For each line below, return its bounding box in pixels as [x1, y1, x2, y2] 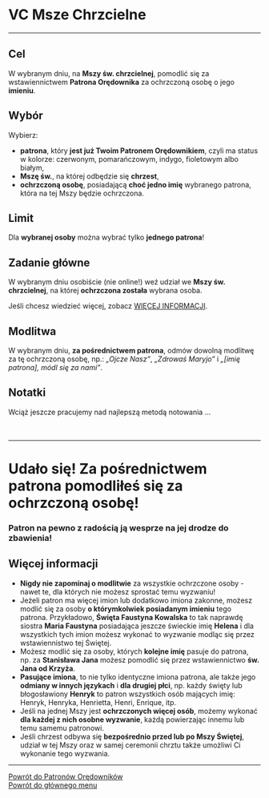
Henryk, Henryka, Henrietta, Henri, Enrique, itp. [19, 697, 177, 707]
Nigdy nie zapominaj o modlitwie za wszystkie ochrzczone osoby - [19, 578, 244, 588]
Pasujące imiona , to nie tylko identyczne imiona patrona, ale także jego [19, 671, 256, 682]
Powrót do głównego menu [8, 780, 98, 790]
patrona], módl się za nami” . [8, 363, 102, 372]
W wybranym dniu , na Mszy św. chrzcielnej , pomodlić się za [8, 68, 210, 78]
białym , [19, 163, 45, 172]
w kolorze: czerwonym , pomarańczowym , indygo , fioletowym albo [19, 154, 239, 163]
